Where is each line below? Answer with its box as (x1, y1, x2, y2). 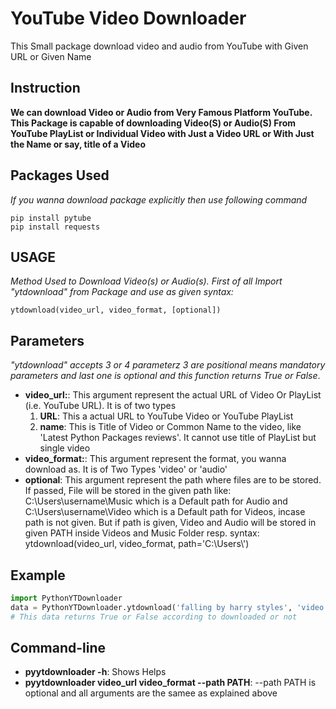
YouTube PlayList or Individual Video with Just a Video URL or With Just (10, 127, 315, 139)
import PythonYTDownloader (10, 593, 123, 603)
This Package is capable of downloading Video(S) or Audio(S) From (10, 117, 296, 129)
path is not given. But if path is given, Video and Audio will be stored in (24, 517, 317, 529)
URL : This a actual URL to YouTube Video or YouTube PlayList (39, 410, 294, 422)
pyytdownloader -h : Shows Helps (24, 666, 167, 678)
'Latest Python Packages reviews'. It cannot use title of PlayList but (39, 432, 317, 444)
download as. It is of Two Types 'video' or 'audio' (24, 463, 228, 476)
